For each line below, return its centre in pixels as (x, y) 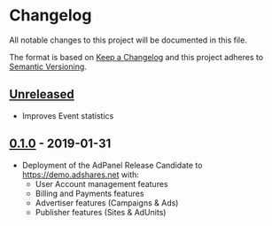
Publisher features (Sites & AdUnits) (101, 212)
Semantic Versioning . (48, 66)
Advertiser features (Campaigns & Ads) (107, 203)
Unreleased (42, 94)
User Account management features (101, 183)
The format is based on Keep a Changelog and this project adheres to (136, 57)
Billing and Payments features (89, 193)
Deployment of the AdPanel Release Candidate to (112, 165)
